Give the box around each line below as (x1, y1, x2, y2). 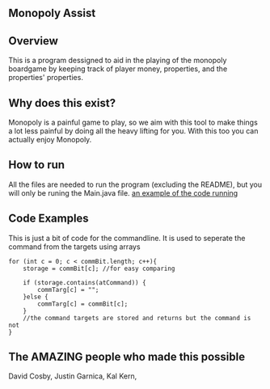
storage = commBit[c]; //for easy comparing (23, 264, 175, 273)
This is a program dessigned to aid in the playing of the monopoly (8, 56, 227, 66)
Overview (8, 34, 59, 48)
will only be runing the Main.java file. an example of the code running (8, 188, 238, 197)
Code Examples (8, 212, 89, 226)
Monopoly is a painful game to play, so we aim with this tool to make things (8, 117, 259, 128)
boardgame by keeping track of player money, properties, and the (8, 64, 228, 74)
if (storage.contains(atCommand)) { (23, 278, 147, 286)
